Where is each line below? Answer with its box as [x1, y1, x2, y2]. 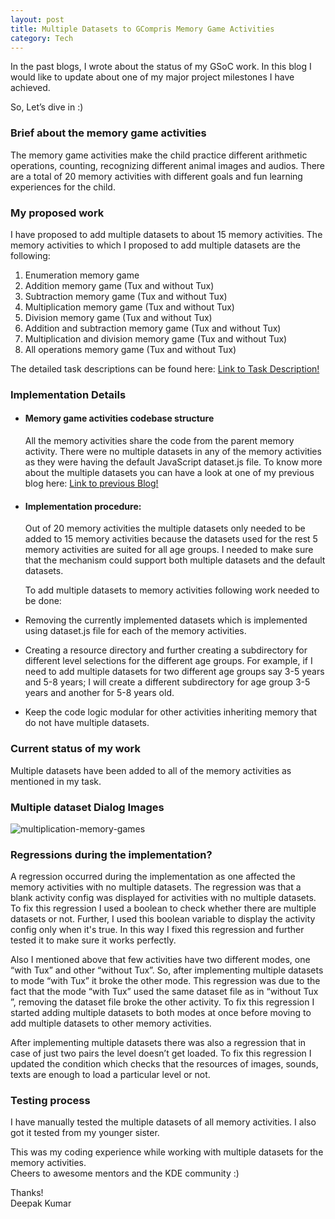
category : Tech [10, 33, 74, 43]
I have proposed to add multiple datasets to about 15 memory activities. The [10, 228, 323, 240]
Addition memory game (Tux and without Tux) [24, 279, 215, 291]
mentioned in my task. [10, 775, 102, 787]
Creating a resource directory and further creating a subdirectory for [24, 644, 308, 656]
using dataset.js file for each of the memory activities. [24, 625, 247, 637]
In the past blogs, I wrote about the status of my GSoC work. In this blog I [10, 61, 312, 73]
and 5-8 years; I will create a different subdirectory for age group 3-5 [24, 676, 311, 688]
